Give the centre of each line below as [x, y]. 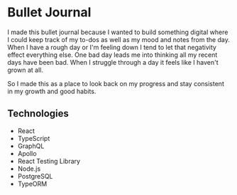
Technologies [38, 114]
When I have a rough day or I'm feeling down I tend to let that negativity [112, 47]
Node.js [29, 169]
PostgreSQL [35, 176]
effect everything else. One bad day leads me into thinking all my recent [112, 55]
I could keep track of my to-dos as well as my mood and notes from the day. [119, 39]
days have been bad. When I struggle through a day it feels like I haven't [113, 62]
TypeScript [34, 138]
